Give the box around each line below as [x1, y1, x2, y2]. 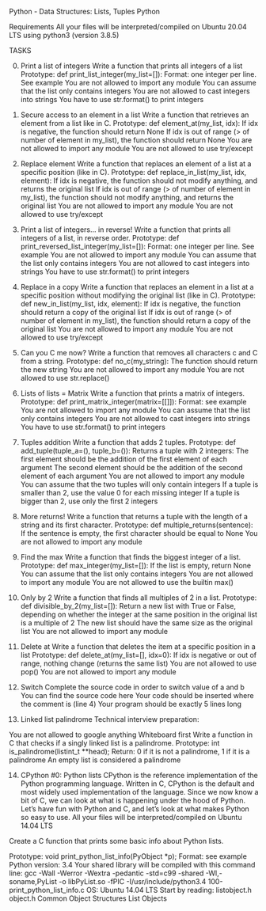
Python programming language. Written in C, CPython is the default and [20, 779, 256, 788]
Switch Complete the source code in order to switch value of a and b [20, 682, 245, 692]
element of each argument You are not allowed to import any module [20, 471, 245, 480]
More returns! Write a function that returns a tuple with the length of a [20, 512, 249, 521]
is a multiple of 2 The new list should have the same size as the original [20, 618, 253, 628]
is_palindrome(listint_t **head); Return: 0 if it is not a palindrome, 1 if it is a [9, 747, 250, 756]
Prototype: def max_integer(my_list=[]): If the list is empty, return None [20, 561, 252, 570]
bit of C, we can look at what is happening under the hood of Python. [20, 795, 246, 805]
